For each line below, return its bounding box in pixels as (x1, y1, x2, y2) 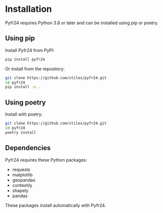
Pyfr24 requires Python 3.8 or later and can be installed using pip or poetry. (5, 20, 159, 26)
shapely (12, 187, 29, 193)
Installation (5, 3, 52, 15)
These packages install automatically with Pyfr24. (5, 202, 106, 208)
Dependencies (5, 144, 51, 152)
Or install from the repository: (5, 66, 65, 72)
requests (12, 167, 31, 172)
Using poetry (5, 98, 46, 107)
